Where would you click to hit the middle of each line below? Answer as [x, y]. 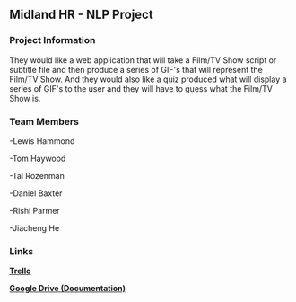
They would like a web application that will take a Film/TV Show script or [143, 60]
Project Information [52, 40]
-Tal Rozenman [37, 175]
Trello [20, 271]
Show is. [25, 98]
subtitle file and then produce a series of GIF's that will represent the [136, 69]
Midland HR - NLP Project [82, 15]
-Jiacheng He [35, 227]
